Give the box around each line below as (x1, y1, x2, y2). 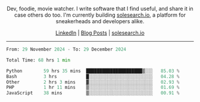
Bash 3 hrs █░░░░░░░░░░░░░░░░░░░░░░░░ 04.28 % (6, 73, 180, 79)
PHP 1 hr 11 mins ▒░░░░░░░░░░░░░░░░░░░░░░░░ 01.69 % (6, 85, 180, 91)
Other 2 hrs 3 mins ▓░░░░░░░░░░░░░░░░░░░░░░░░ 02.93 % (6, 79, 180, 85)
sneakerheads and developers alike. (55, 18, 145, 24)
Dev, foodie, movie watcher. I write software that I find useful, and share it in (7, 5, 193, 12)
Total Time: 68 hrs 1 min (6, 57, 70, 63)
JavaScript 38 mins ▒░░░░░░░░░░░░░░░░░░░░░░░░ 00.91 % (6, 90, 180, 96)
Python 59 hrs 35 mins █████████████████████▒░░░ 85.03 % (6, 68, 180, 74)
